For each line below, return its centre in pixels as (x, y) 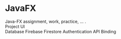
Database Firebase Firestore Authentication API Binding (61, 31)
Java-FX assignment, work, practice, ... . (46, 21)
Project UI (15, 26)
